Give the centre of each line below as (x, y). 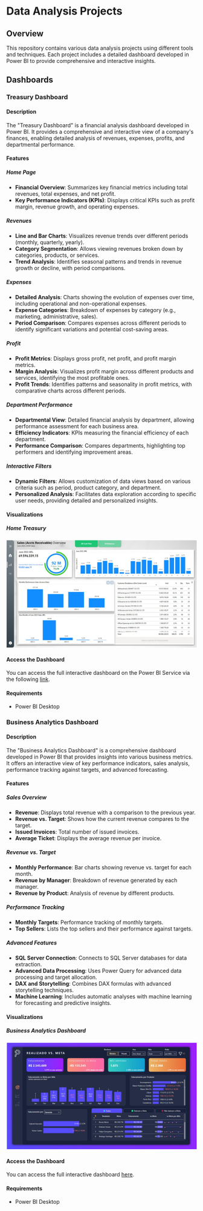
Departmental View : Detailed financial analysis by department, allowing (105, 420)
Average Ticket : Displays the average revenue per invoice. (88, 838)
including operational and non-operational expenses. (81, 304)
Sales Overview (27, 797)
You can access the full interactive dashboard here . (70, 1175)
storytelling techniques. (44, 990)
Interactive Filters (29, 466)
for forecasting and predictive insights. (63, 1003)
